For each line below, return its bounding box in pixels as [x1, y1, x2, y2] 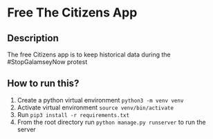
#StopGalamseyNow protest [7, 58, 88, 66]
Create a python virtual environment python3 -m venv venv [17, 96, 184, 104]
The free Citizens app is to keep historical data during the [7, 50, 171, 58]
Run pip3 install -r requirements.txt [17, 110, 130, 118]
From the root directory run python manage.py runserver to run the [17, 118, 206, 126]
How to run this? [7, 78, 80, 89]
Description [7, 32, 59, 44]
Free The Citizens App [7, 5, 138, 21]
